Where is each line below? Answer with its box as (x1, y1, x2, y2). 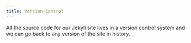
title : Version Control (6, 8, 64, 14)
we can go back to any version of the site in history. (6, 30, 130, 37)
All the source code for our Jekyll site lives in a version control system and (6, 24, 185, 31)
